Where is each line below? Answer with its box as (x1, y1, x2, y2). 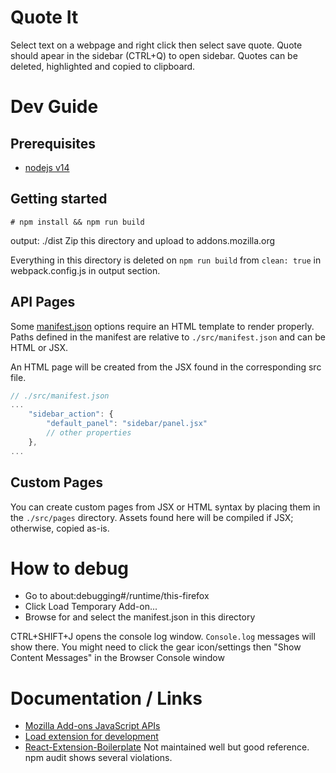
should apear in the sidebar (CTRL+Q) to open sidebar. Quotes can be (10, 49, 298, 61)
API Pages (10, 294, 76, 311)
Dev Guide (10, 96, 99, 118)
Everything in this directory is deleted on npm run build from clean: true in (10, 254, 322, 266)
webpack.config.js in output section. (10, 264, 161, 276)
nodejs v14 (24, 161, 70, 173)
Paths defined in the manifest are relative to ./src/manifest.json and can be (10, 331, 326, 343)
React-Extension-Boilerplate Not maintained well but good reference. (24, 741, 310, 753)
